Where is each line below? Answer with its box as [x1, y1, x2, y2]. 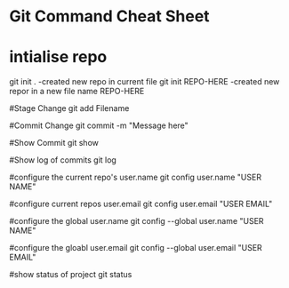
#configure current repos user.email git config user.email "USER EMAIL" [9, 198, 273, 210]
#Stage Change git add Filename [9, 103, 130, 114]
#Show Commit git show [9, 138, 100, 148]
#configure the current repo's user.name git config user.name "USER [9, 172, 262, 183]
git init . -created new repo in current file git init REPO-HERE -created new [9, 76, 280, 87]
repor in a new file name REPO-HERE [9, 86, 145, 97]
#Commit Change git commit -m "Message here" [9, 120, 189, 131]
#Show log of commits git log [9, 155, 117, 165]
